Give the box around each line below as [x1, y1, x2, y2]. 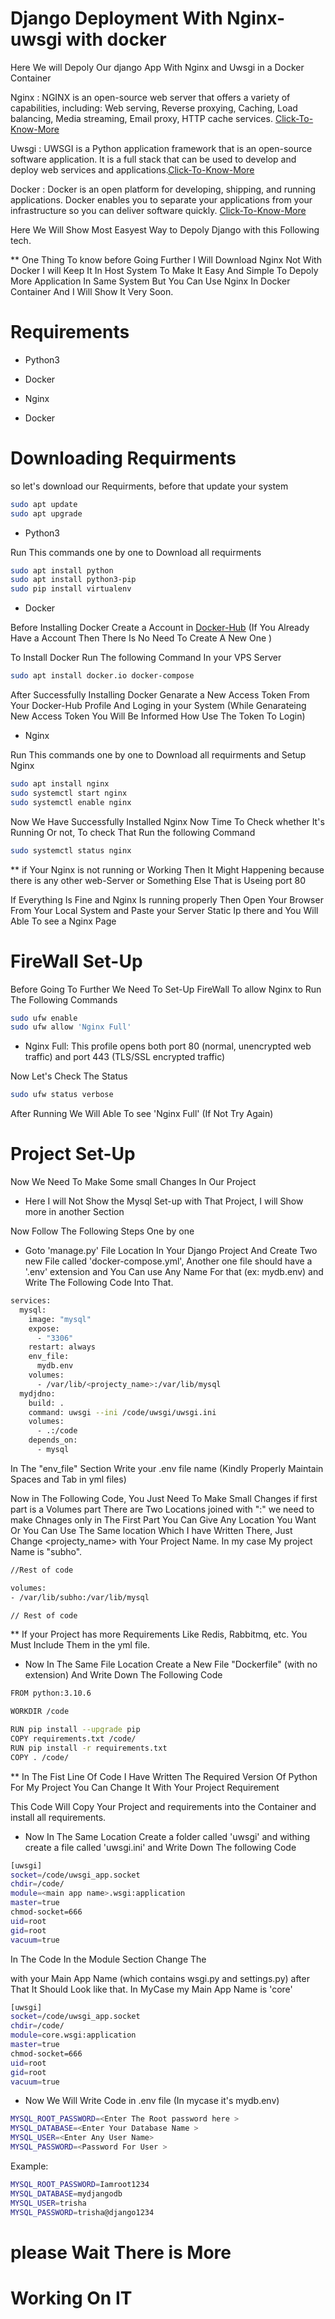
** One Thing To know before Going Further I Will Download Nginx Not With [10, 253, 322, 266]
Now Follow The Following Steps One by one [10, 1225, 195, 1237]
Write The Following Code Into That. [24, 1277, 174, 1289]
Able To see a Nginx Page [10, 915, 117, 927]
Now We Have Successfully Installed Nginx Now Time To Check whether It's [10, 815, 325, 827]
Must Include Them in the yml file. [10, 1639, 151, 1651]
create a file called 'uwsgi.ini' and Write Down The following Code [24, 1841, 297, 1853]
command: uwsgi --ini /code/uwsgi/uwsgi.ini [28, 1407, 217, 1417]
